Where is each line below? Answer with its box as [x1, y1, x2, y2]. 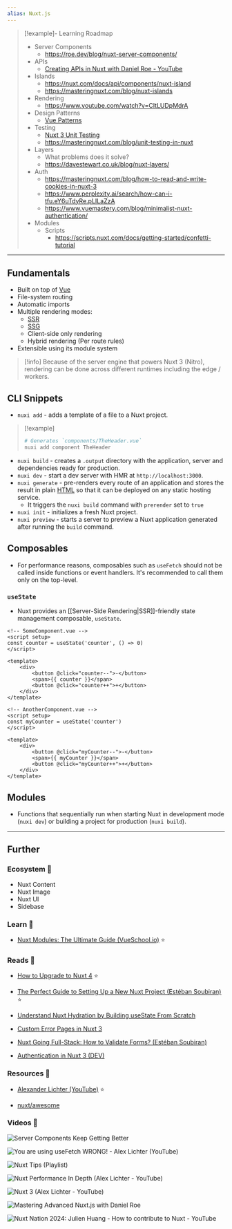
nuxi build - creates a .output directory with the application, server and [17, 457, 223, 465]
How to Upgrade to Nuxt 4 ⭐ [17, 972, 99, 980]
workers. [23, 373, 50, 381]
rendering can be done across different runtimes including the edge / [23, 365, 221, 373]
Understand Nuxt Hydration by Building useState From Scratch [17, 1011, 196, 1020]
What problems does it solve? [44, 153, 130, 161]
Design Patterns [34, 109, 81, 117]
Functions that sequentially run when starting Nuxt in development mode [17, 809, 224, 818]
